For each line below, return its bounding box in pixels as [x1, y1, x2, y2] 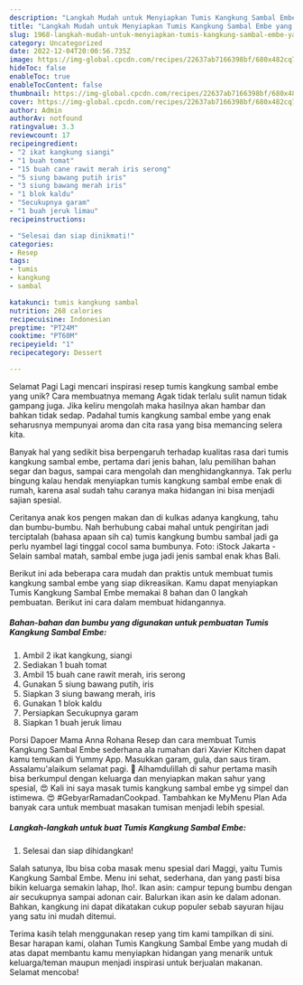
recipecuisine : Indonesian [9, 314, 111, 324]
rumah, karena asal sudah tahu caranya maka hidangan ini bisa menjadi [9, 484, 275, 495]
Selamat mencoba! [9, 966, 79, 977]
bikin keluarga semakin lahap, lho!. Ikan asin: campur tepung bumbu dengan [9, 882, 293, 893]
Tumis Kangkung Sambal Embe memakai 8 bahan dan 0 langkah [9, 586, 248, 597]
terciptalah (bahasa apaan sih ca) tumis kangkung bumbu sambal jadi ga [9, 530, 280, 542]
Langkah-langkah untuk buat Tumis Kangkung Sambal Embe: [9, 822, 246, 833]
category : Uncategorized [9, 38, 103, 48]
